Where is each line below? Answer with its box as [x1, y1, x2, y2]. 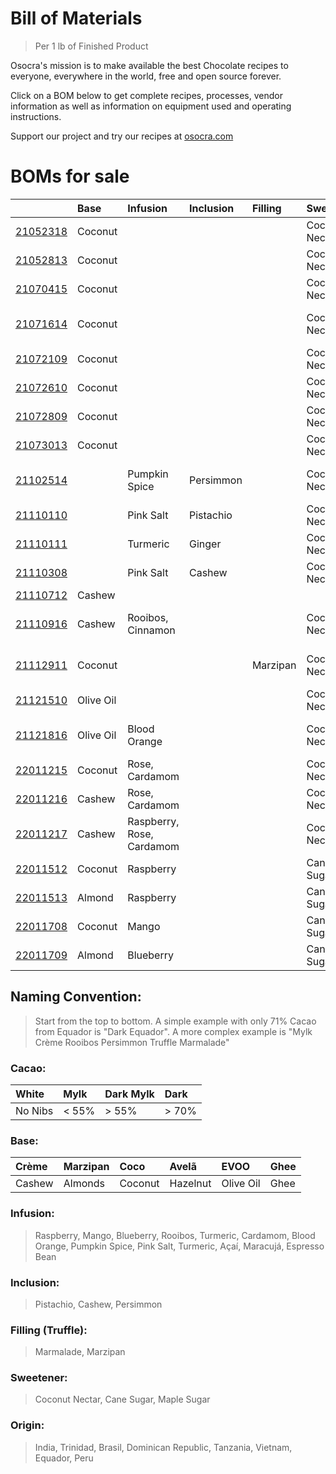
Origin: [10, 1418, 45, 1432]
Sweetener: [10, 1371, 68, 1385]
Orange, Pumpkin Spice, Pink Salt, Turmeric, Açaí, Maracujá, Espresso [34, 1240, 325, 1252]
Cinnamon [127, 623, 176, 637]
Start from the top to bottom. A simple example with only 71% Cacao [34, 1015, 317, 1027]
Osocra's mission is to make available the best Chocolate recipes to [10, 59, 289, 71]
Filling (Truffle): [10, 1323, 88, 1337]
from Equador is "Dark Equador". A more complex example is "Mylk [34, 1025, 313, 1037]
